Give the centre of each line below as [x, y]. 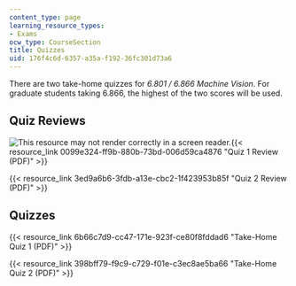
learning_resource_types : [57, 26]
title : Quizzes [37, 50]
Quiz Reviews [47, 121]
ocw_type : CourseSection [55, 42]
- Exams [23, 34]
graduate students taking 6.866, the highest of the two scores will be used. [146, 93]
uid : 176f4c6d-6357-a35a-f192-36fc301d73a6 [91, 58]
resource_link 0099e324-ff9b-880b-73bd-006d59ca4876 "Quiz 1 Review [144, 151]
